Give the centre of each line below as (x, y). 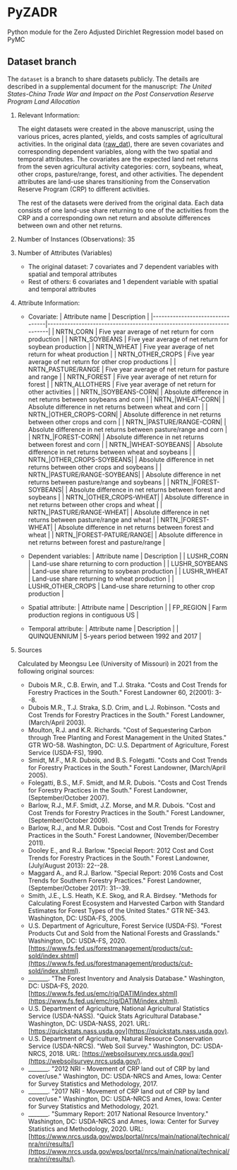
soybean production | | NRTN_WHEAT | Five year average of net (121, 346)
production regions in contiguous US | (83, 615)
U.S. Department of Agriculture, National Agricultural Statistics (119, 1008)
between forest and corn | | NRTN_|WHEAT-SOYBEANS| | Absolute (126, 444)
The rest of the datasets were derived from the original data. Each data (121, 203)
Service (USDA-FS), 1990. (66, 752)
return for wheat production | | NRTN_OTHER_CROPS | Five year (121, 354)
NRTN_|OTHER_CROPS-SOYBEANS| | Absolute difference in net (121, 459)
